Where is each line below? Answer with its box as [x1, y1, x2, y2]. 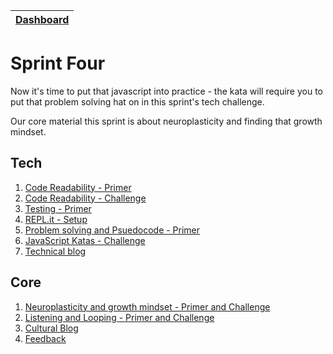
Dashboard [15, 13, 70, 26]
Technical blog [24, 245, 87, 257]
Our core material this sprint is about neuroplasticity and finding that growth [10, 115, 323, 127]
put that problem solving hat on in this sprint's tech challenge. [10, 95, 265, 108]
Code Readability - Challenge [24, 192, 147, 204]
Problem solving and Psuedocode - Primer [24, 224, 201, 236]
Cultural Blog [24, 322, 79, 334]
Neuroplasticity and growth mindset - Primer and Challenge [24, 300, 271, 313]
